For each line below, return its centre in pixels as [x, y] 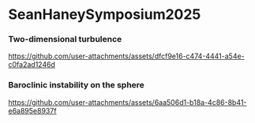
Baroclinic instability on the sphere [76, 85]
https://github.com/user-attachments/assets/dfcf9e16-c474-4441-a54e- [126, 56]
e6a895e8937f [32, 110]
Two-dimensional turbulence [65, 39]
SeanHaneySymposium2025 [105, 15]
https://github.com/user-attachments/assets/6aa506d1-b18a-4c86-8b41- [127, 102]
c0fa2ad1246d [32, 65]
